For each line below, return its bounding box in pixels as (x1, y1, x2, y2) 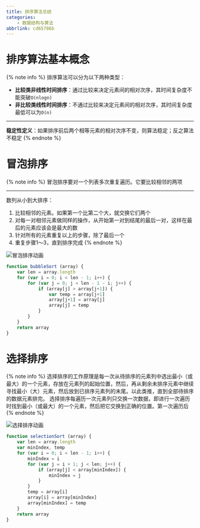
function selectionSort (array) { (6, 433, 92, 440)
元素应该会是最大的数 (25, 224, 78, 231)
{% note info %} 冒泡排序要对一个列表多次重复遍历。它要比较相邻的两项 (6, 178, 183, 185)
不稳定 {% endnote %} (6, 135, 61, 142)
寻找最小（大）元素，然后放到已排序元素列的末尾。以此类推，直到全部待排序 (6, 388, 194, 395)
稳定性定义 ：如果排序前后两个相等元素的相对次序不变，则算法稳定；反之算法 (6, 127, 194, 134)
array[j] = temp (48, 302, 89, 309)
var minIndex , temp (17, 445, 65, 451)
